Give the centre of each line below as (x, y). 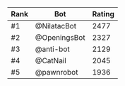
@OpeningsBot (60, 37)
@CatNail (51, 61)
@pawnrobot (56, 72)
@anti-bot (52, 49)
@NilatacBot (55, 26)
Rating (103, 14)
